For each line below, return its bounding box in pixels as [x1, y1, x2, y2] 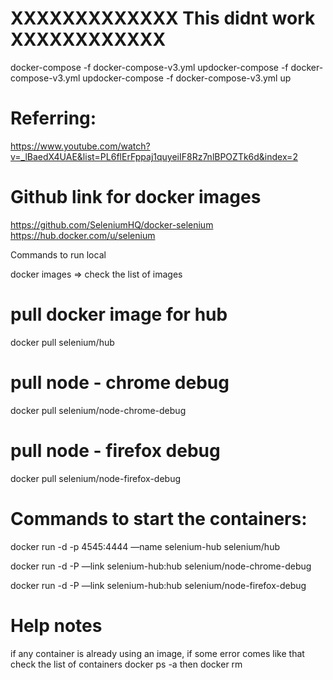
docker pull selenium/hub [10, 336, 115, 348]
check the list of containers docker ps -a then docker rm [10, 658, 243, 670]
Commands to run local [10, 248, 107, 261]
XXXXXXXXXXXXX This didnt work [10, 7, 316, 30]
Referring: [10, 107, 97, 130]
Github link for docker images [10, 186, 262, 209]
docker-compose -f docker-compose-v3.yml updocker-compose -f [10, 61, 289, 73]
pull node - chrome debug [10, 371, 230, 394]
